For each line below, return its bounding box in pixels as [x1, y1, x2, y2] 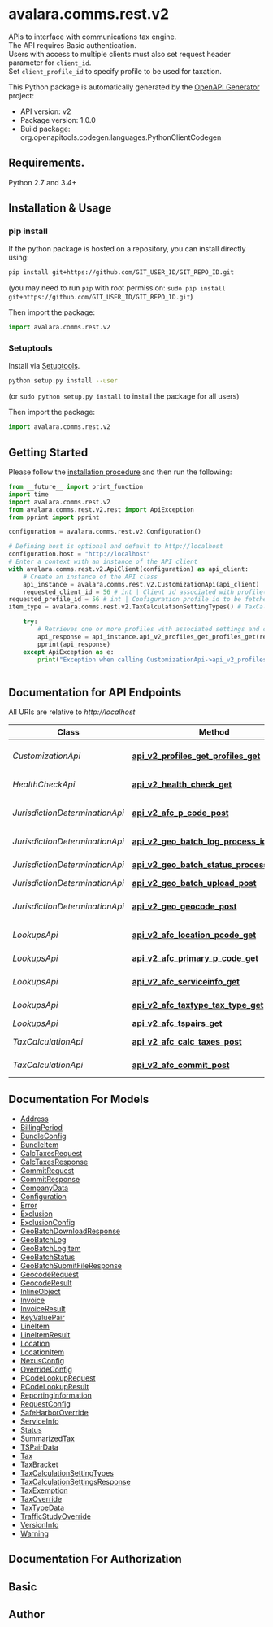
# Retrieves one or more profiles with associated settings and [37, 626, 260, 634]
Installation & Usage [8, 201, 112, 216]
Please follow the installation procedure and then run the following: [8, 467, 232, 477]
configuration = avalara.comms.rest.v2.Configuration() [8, 528, 201, 536]
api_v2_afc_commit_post [132, 1059, 230, 1071]
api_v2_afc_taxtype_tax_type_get [132, 1000, 264, 1011]
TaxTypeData [19, 1503, 65, 1512]
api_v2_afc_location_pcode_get [132, 929, 257, 940]
